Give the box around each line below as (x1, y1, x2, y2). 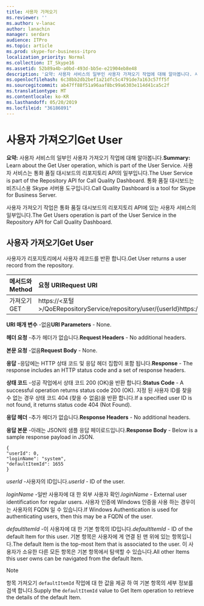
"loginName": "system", (6, 456, 67, 462)
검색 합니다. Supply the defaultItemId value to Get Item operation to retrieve (6, 587, 194, 594)
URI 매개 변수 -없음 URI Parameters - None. (6, 321, 112, 328)
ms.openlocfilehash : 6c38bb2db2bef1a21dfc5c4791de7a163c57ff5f (6, 77, 170, 83)
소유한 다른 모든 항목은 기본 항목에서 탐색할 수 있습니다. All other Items (22, 548, 190, 556)
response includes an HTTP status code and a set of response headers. (6, 367, 186, 374)
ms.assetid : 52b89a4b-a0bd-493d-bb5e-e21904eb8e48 (6, 65, 137, 72)
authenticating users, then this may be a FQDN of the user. (6, 513, 153, 520)
